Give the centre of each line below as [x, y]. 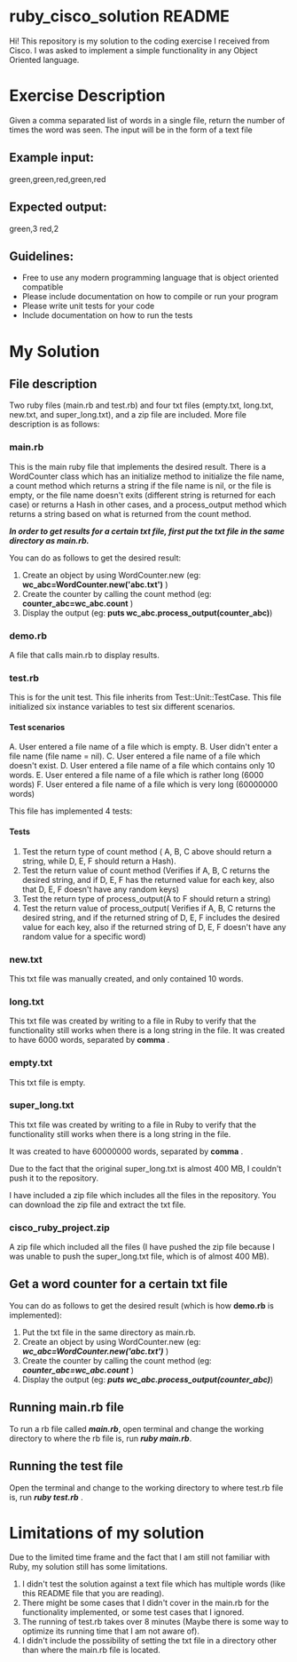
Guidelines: [42, 256]
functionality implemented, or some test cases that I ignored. [133, 1612]
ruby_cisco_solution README [120, 16]
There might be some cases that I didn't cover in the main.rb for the [145, 1603]
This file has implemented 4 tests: [71, 811]
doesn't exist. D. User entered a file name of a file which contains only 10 [142, 766]
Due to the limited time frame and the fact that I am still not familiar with [140, 1557]
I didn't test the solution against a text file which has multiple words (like [153, 1584]
